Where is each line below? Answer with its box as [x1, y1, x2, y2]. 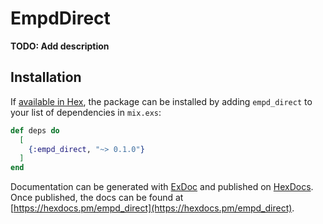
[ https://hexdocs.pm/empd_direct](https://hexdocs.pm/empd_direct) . [10, 202, 295, 214]
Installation [10, 69, 82, 86]
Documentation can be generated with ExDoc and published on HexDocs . [10, 181, 314, 193]
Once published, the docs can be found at [10, 192, 184, 204]
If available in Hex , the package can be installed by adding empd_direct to [10, 95, 313, 107]
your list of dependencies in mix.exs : [10, 106, 162, 118]
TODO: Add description [10, 40, 110, 52]
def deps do [10, 125, 60, 136]
